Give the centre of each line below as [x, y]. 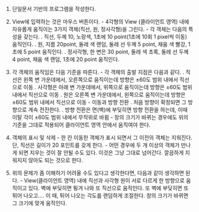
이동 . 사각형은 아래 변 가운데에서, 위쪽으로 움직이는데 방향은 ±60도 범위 [108, 87]
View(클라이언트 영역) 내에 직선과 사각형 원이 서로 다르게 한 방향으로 [104, 180]
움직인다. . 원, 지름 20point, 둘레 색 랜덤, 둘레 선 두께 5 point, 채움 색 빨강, [99, 44]
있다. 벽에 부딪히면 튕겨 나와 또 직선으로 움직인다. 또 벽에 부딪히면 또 [108, 188]
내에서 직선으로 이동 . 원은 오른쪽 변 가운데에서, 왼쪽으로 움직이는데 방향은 [99, 95]
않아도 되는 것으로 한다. [55, 160]
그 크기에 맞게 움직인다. [39, 203]
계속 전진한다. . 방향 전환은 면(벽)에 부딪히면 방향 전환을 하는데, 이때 [108, 110]
